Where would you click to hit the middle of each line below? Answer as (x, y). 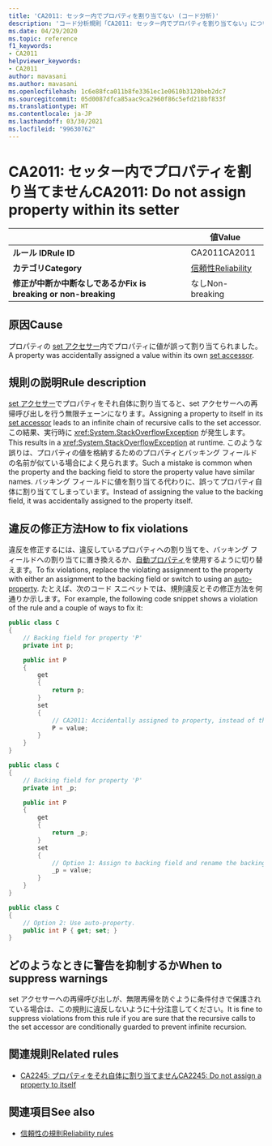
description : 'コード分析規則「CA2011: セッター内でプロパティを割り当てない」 (130, 24)
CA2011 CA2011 (223, 252)
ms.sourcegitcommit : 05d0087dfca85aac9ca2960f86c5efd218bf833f (117, 99)
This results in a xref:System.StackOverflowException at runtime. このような (136, 442)
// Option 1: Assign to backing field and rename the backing (159, 863)
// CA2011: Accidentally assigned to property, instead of (153, 720)
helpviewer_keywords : (45, 62)
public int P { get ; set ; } (70, 930)
